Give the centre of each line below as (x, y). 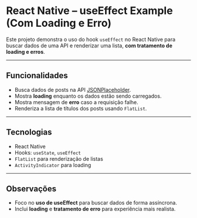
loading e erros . (26, 51)
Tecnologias (29, 132)
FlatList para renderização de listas (59, 158)
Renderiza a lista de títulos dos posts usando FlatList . (81, 108)
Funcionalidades (37, 76)
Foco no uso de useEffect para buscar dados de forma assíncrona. (96, 203)
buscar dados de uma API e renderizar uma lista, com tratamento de (89, 46)
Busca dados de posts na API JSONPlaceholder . (73, 89)
